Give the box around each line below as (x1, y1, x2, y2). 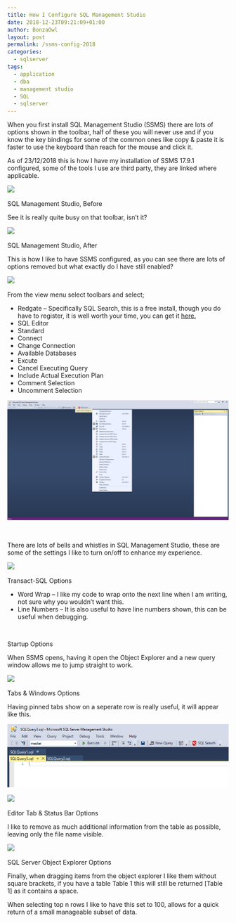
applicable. (7, 172, 39, 180)
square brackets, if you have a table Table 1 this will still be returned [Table (7, 879, 223, 887)
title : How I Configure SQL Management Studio (7, 11, 146, 18)
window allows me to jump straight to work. (7, 661, 133, 669)
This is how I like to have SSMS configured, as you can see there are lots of (7, 255, 225, 264)
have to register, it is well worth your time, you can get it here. (17, 311, 197, 320)
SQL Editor (17, 319, 49, 328)
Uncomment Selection (17, 387, 82, 395)
